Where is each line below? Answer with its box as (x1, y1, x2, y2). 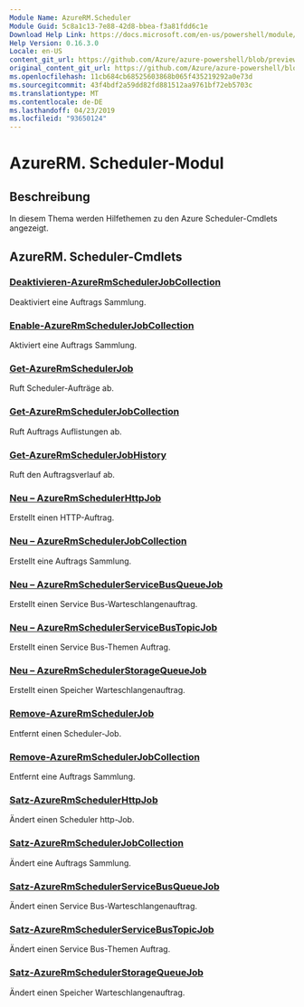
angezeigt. (9, 223, 49, 233)
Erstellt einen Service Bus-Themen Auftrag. (9, 641, 171, 652)
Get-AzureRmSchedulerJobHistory (9, 449, 167, 461)
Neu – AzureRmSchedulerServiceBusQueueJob (9, 578, 223, 591)
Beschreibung (9, 189, 90, 204)
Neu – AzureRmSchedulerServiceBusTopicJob (9, 621, 218, 633)
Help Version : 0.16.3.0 (9, 38, 100, 48)
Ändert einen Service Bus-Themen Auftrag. (9, 944, 171, 955)
